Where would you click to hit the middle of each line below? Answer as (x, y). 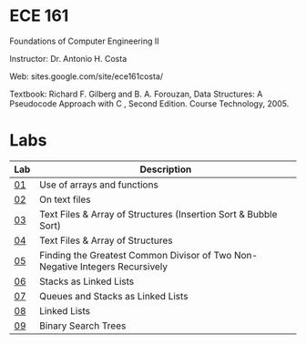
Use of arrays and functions (99, 185)
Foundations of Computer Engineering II (84, 41)
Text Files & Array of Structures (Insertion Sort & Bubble (158, 214)
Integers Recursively (124, 267)
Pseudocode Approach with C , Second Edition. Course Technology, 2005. (149, 103)
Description (166, 169)
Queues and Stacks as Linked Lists (114, 296)
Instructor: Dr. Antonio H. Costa (68, 58)
